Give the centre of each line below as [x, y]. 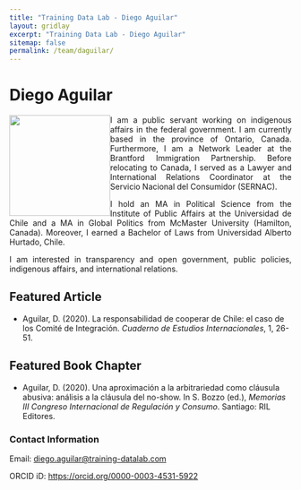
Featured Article [56, 297]
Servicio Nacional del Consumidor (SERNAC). [194, 187]
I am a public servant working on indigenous [201, 120]
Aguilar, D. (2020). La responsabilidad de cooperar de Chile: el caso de [153, 318]
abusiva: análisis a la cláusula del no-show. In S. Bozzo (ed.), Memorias [154, 397]
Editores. [39, 416]
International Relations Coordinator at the [201, 177]
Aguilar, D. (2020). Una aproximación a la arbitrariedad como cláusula [151, 387]
